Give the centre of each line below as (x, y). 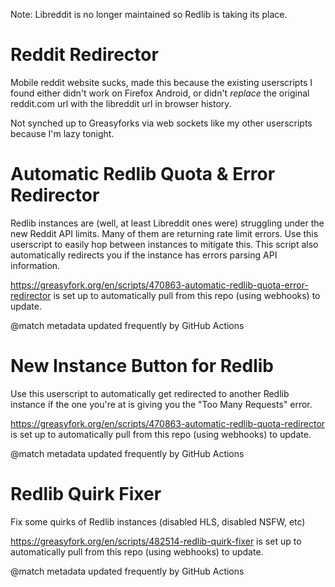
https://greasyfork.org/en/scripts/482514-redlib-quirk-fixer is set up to (156, 541)
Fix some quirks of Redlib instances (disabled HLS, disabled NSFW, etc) (158, 521)
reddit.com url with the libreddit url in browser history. (121, 103)
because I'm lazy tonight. (62, 133)
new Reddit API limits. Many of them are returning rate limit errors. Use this (164, 233)
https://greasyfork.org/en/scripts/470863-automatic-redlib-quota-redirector (168, 423)
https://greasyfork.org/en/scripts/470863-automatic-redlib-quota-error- (159, 285)
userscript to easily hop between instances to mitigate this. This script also (164, 244)
